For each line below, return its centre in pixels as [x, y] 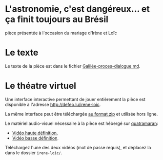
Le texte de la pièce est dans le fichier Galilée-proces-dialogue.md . [73, 66]
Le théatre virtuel [41, 86]
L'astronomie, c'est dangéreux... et [78, 9]
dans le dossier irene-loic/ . [34, 153]
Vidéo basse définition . [35, 138]
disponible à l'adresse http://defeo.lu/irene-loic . [53, 104]
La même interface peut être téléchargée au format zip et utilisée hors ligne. [81, 114]
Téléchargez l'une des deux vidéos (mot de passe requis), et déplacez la [78, 147]
